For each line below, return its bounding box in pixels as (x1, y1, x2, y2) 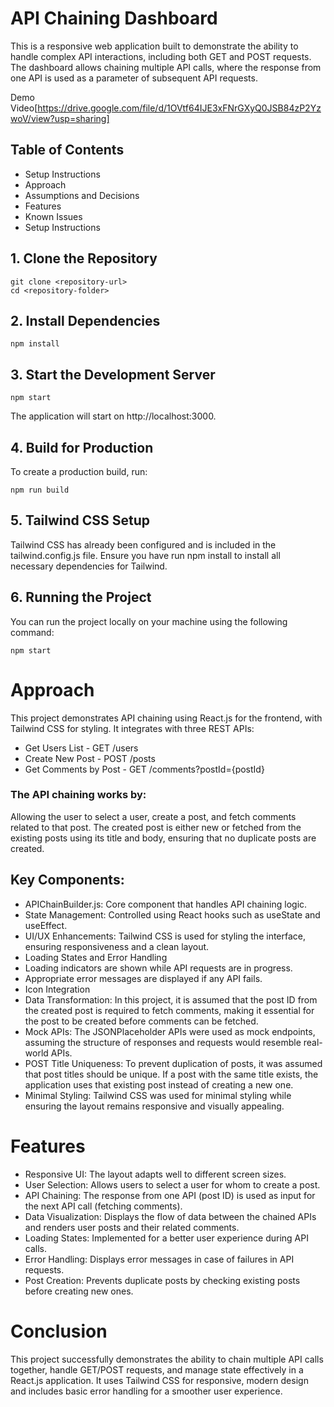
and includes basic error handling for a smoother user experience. (10, 1385, 283, 1397)
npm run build (10, 485, 70, 495)
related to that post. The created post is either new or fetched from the (10, 821, 302, 833)
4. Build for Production (10, 439, 154, 456)
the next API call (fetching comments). (24, 1200, 183, 1212)
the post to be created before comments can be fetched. (24, 1015, 259, 1027)
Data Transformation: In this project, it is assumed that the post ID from (24, 993, 318, 1006)
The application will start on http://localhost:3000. (10, 410, 217, 422)
